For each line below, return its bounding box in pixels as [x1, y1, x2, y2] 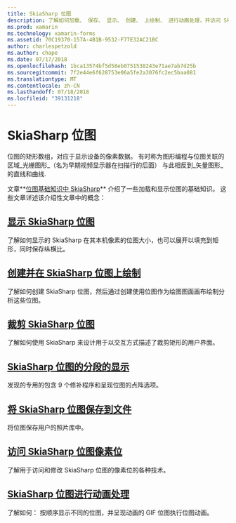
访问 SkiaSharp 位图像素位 [7, 446, 123, 458]
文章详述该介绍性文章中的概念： [13, 193, 106, 201]
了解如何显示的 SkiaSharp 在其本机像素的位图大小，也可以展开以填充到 [7, 236, 213, 244]
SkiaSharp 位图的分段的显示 [7, 361, 130, 373]
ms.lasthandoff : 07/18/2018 [7, 88, 90, 95]
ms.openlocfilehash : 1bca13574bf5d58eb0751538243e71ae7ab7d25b [7, 62, 197, 69]
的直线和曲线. [7, 169, 47, 178]
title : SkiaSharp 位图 [7, 10, 72, 18]
